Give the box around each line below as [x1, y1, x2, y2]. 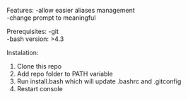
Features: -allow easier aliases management [6, 6, 135, 14]
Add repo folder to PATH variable [16, 70, 114, 78]
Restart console [16, 85, 63, 93]
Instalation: [6, 49, 39, 57]
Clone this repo [16, 62, 61, 70]
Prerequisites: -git [6, 28, 59, 35]
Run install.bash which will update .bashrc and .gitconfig [16, 77, 182, 86]
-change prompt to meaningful [6, 13, 96, 22]
